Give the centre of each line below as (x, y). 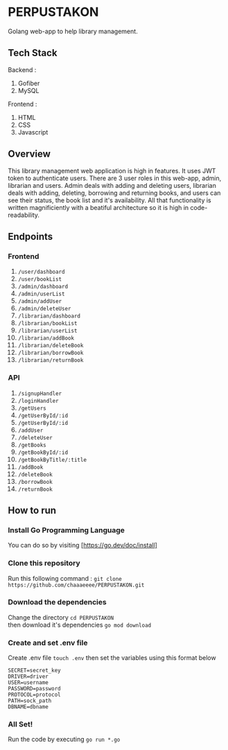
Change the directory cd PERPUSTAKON (61, 617)
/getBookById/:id (43, 452)
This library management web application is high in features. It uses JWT (112, 171)
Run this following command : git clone (65, 578)
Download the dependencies (57, 602)
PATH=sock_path (30, 701)
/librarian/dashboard (49, 316)
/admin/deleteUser (44, 309)
